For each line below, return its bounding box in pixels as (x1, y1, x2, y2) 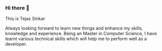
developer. (5, 41, 28, 47)
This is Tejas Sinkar (5, 16, 45, 22)
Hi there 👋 (5, 4, 30, 11)
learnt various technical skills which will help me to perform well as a (5, 36, 147, 42)
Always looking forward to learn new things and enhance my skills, (5, 25, 143, 31)
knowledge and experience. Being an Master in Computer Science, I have (5, 31, 157, 37)
